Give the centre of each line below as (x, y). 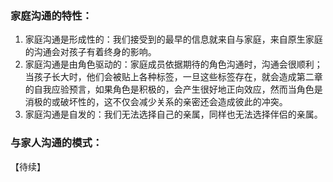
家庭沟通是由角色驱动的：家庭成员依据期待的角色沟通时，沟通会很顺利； (173, 64)
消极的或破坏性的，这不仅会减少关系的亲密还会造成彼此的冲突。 (156, 102)
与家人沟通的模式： (56, 143)
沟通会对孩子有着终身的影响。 (95, 52)
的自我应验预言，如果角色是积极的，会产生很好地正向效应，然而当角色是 (173, 89)
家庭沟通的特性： (51, 15)
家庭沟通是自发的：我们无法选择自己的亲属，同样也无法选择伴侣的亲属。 (173, 114)
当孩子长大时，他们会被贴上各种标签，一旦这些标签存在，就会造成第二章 (173, 77)
